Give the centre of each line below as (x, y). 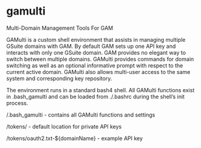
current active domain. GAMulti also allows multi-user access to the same (98, 72)
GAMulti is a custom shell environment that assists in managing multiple (96, 39)
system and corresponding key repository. (59, 78)
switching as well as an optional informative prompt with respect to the (95, 66)
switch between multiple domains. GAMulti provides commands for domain (100, 59)
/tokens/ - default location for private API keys (64, 126)
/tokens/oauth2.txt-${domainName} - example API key (75, 138)
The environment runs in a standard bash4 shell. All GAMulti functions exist (101, 90)
